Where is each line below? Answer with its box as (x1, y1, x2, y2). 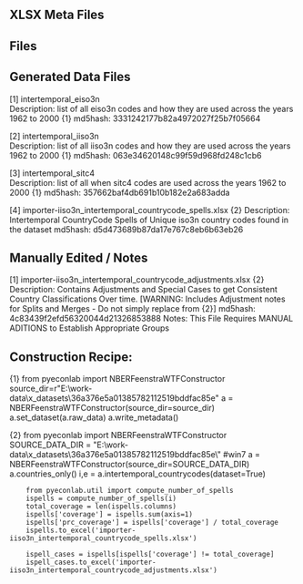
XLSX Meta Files (9, 7, 105, 23)
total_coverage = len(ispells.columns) (25, 502, 177, 511)
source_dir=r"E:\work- (9, 383, 93, 394)
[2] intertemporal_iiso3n (9, 130, 100, 141)
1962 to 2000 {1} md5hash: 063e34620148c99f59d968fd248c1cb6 (9, 149, 262, 160)
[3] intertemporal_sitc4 (9, 168, 96, 179)
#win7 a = (222, 449, 261, 460)
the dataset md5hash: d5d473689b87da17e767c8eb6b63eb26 (9, 223, 244, 235)
